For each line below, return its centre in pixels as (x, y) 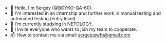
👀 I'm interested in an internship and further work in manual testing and (85, 13)
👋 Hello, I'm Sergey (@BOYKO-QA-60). (51, 8)
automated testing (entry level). (43, 18)
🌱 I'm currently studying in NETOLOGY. (52, 24)
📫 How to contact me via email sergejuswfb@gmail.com (70, 35)
